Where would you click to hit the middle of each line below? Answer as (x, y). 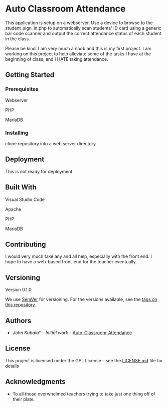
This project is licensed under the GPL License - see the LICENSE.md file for (84, 360)
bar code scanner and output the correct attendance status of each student (83, 33)
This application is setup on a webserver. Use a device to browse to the (79, 23)
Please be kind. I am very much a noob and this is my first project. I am (78, 48)
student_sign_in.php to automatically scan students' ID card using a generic (83, 28)
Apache (13, 209)
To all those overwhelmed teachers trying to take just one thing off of (84, 394)
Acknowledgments (36, 382)
